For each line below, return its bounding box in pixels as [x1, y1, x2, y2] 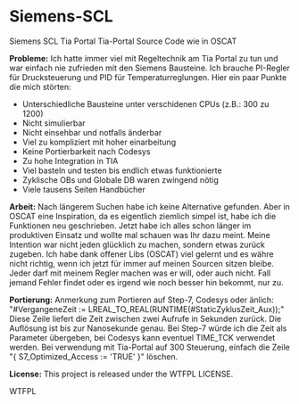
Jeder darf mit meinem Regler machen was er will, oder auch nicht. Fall [9, 268, 271, 278]
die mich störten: [9, 81, 71, 92]
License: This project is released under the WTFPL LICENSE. [9, 368, 234, 379]
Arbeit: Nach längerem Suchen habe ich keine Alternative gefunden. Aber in [9, 201, 290, 211]
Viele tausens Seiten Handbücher [21, 184, 145, 194]
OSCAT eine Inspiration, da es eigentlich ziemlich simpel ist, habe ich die [9, 210, 277, 221]
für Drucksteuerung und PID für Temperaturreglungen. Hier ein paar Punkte [9, 71, 287, 82]
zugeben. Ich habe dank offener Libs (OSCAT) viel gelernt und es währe [9, 248, 274, 260]
